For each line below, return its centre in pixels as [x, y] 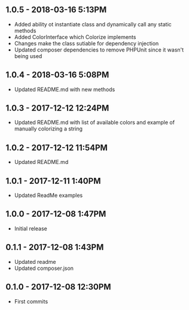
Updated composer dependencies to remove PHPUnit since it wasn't [99, 50]
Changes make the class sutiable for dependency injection [86, 43]
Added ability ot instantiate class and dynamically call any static [93, 24]
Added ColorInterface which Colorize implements [75, 37]
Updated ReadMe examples [48, 195]
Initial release [31, 228]
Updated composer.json [44, 268]
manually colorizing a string [48, 129]
